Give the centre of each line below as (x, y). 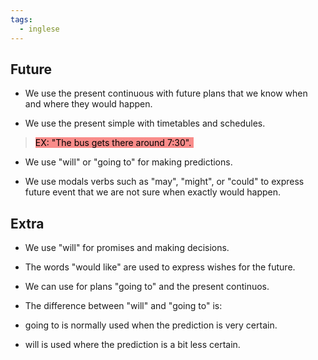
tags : (21, 19)
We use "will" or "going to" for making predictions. (128, 162)
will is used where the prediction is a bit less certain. (132, 345)
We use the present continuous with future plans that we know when (166, 93)
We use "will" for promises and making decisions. (127, 248)
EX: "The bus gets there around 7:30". (113, 143)
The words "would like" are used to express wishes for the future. (160, 267)
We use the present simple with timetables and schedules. (145, 123)
